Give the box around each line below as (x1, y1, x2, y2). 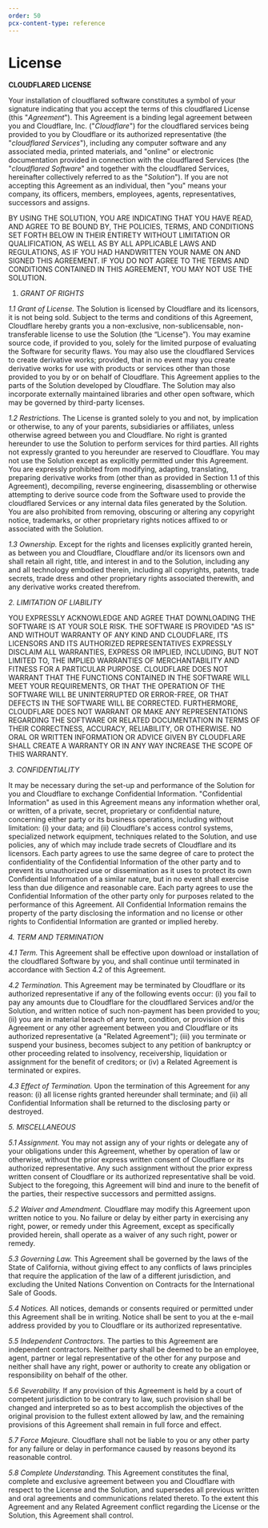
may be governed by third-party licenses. (8, 398, 146, 407)
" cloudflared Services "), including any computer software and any (8, 138, 227, 148)
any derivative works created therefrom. (8, 582, 142, 592)
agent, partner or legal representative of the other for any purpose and (8, 1353, 242, 1363)
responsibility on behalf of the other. (8, 1370, 128, 1380)
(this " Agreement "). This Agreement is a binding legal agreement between (8, 113, 253, 123)
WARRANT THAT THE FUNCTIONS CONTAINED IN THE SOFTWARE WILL (8, 673, 250, 682)
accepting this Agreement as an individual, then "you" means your (8, 181, 227, 191)
